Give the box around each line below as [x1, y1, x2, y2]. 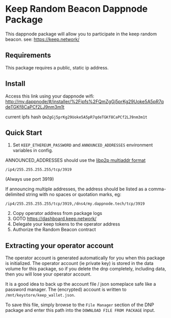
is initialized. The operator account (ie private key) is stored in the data [5, 260, 154, 266]
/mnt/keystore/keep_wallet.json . [5, 292, 76, 298]
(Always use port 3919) [5, 176, 55, 182]
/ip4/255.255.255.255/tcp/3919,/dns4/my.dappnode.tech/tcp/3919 [5, 201, 145, 207]
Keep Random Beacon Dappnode [5, 3, 148, 15]
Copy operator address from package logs [12, 210, 103, 216]
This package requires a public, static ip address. [5, 64, 109, 70]
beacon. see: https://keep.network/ [5, 36, 80, 42]
